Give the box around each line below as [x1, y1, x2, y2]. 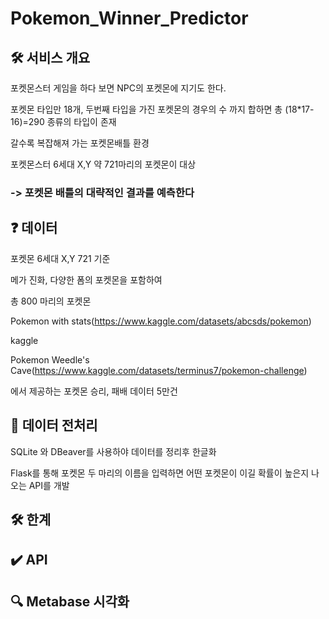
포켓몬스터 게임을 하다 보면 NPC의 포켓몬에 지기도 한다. [10, 82, 227, 94]
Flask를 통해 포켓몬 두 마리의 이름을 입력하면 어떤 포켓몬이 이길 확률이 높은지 [10, 467, 310, 479]
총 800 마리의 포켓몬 [10, 295, 92, 307]
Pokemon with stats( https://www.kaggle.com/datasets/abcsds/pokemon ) [10, 315, 312, 327]
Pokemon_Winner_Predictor [10, 7, 249, 30]
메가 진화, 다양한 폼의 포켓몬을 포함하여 [10, 273, 163, 286]
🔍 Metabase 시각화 [10, 593, 130, 610]
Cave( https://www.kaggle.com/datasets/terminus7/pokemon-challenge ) [10, 364, 308, 376]
